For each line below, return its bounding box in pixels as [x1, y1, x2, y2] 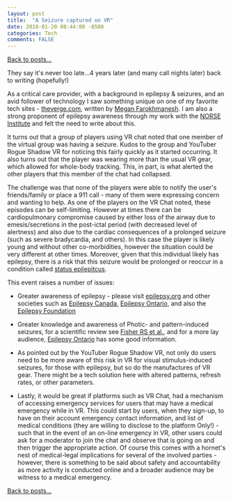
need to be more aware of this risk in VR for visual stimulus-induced [17, 356, 212, 365]
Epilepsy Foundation [17, 307, 77, 315]
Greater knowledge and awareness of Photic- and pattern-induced [17, 320, 209, 328]
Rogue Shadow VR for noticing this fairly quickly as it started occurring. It [7, 148, 218, 156]
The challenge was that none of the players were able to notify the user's [7, 183, 217, 192]
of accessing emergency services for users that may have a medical [17, 399, 214, 408]
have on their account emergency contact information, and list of [17, 414, 204, 423]
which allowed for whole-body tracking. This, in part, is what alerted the [7, 162, 214, 171]
